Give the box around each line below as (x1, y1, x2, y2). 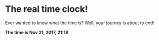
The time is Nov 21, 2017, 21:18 (5, 29, 69, 35)
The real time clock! (5, 3, 88, 15)
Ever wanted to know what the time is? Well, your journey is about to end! (5, 20, 155, 26)
